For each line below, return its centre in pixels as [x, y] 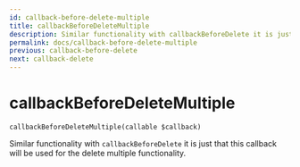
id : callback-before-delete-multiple [79, 17]
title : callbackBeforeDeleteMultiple [79, 26]
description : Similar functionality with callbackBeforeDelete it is [142, 34]
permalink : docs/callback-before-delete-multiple [104, 42]
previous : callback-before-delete [74, 51]
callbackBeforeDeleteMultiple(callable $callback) [105, 127]
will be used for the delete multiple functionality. [98, 153]
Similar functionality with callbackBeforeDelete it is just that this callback [143, 143]
